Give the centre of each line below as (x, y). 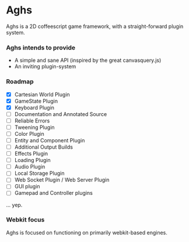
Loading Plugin (32, 160)
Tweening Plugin (34, 127)
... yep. (14, 205)
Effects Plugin (31, 154)
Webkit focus (25, 220)
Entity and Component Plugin (50, 140)
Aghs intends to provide (41, 47)
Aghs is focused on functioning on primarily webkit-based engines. (87, 232)
